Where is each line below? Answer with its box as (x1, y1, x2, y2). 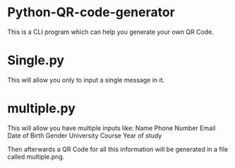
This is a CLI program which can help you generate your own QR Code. (7, 28, 214, 36)
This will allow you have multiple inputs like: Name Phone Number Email (7, 124, 216, 132)
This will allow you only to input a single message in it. (7, 76, 165, 84)
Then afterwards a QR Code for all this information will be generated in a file (7, 145, 228, 153)
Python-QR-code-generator (7, 4, 175, 20)
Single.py (7, 52, 65, 68)
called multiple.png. (7, 152, 65, 161)
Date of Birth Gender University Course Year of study (7, 131, 162, 140)
